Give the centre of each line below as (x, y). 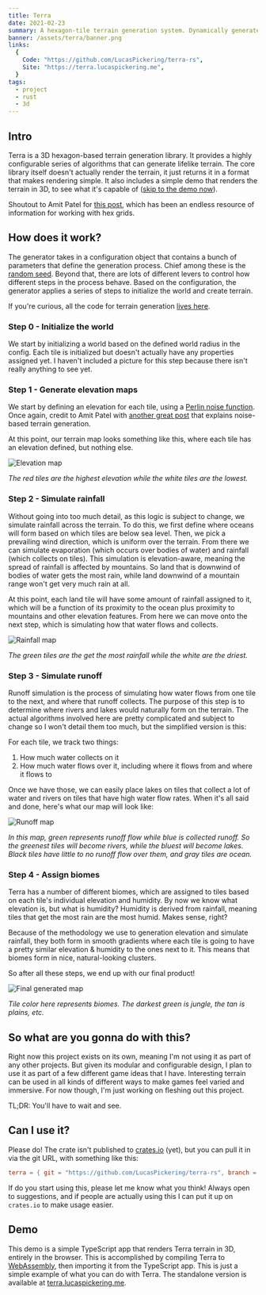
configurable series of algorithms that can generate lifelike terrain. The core (132, 163)
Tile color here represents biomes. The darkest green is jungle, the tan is (127, 1004)
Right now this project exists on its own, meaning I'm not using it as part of (130, 1057)
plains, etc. (27, 1013)
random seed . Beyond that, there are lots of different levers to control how (129, 274)
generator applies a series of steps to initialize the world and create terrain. (131, 290)
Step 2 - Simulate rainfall (57, 499)
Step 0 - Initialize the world (61, 326)
